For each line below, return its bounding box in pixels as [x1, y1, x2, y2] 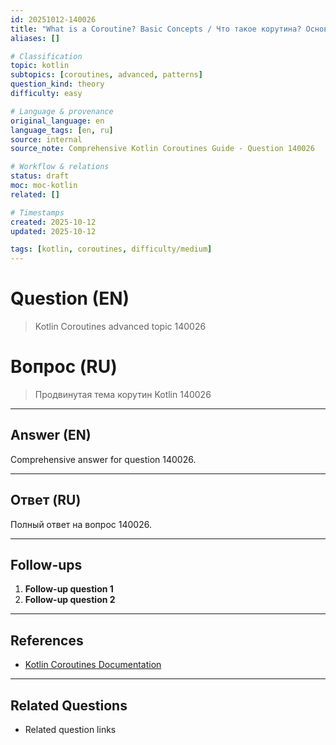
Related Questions [10, 697, 128, 714]
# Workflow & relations [10, 162, 110, 172]
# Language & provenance [10, 106, 114, 116]
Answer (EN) [10, 427, 92, 444]
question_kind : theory [10, 79, 105, 90]
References [10, 632, 84, 649]
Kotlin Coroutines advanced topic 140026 [34, 321, 207, 333]
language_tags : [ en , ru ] [10, 125, 114, 135]
